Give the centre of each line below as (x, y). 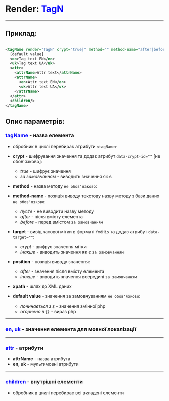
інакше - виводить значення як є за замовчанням (72, 252)
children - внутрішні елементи (44, 382)
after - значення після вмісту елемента (62, 271)
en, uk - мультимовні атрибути (46, 364)
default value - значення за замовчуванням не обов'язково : (76, 296)
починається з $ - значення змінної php (63, 306)
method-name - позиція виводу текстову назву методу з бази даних (86, 196)
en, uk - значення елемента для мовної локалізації (71, 329)
